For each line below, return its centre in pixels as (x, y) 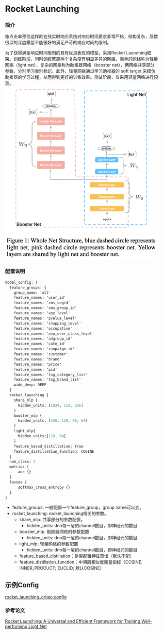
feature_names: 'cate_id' (40, 344)
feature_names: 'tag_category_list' (51, 375)
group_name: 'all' (32, 292)
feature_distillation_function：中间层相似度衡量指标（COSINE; (81, 562)
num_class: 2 (23, 462)
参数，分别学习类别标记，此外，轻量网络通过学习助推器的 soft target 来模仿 (80, 71)
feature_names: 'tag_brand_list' (48, 380)
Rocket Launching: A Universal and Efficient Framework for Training (73, 621)
